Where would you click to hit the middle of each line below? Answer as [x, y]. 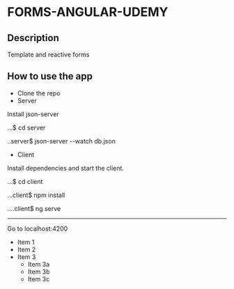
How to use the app [50, 76]
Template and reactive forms [48, 54]
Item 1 [26, 242]
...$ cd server [26, 127]
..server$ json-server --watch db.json [62, 141]
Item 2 [26, 249]
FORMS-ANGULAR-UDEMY [88, 12]
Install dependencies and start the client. [65, 168]
